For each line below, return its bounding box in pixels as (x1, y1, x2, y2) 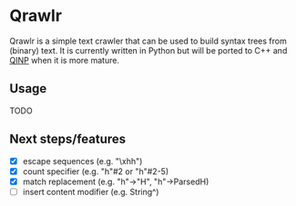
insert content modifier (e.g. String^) (22, 186, 159, 197)
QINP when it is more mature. (9, 54, 120, 65)
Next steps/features (9, 132, 127, 147)
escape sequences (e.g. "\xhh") (22, 155, 143, 166)
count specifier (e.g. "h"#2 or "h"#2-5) (22, 165, 169, 177)
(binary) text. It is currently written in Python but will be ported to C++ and (9, 44, 288, 55)
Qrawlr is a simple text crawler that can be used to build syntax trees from (9, 35, 287, 46)
